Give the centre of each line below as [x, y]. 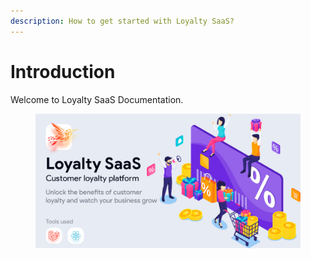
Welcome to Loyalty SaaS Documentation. [97, 99]
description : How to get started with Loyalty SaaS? [122, 21]
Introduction [63, 71]
